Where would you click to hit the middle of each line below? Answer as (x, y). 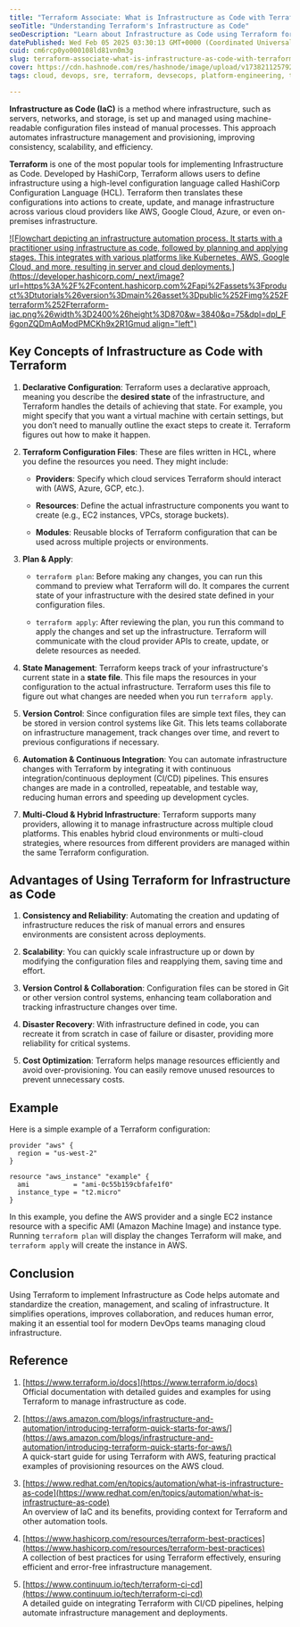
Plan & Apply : (48, 559)
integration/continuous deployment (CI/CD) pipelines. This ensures (146, 778)
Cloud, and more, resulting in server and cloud (95, 266)
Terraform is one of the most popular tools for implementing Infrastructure (146, 164)
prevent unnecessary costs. (73, 1080)
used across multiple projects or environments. (122, 542)
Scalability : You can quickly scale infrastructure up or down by (138, 952)
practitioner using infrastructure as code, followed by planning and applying (149, 247)
